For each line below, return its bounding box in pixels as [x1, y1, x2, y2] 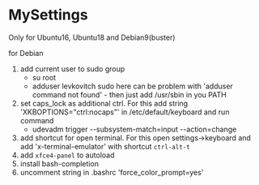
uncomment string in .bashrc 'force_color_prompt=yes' [19, 167, 204, 177]
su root [32, 72, 57, 82]
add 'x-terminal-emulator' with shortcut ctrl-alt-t [19, 141, 190, 151]
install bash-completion [19, 158, 100, 168]
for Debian [8, 48, 44, 58]
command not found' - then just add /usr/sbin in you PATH [32, 89, 227, 99]
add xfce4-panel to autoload [19, 150, 115, 160]
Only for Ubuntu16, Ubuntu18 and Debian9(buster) [8, 32, 176, 42]
